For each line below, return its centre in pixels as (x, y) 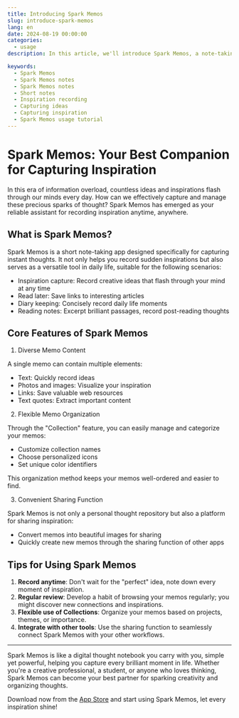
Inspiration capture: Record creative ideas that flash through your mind (121, 280)
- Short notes (34, 93)
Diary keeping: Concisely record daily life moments (92, 303)
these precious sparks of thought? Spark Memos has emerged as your (111, 204)
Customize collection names (59, 450)
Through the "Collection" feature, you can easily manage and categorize (114, 428)
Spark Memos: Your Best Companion (118, 154)
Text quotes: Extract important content (74, 401)
